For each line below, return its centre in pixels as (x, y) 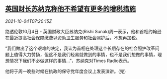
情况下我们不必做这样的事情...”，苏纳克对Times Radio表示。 (70, 61)
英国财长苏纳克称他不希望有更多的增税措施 (70, 9)
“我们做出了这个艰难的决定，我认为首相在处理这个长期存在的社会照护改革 (80, 48)
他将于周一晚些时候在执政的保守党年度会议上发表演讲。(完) (66, 71)
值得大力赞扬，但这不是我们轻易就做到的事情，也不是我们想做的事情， (85, 54)
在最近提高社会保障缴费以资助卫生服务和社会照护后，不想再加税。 (73, 38)
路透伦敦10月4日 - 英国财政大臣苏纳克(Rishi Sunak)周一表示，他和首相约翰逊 (83, 31)
